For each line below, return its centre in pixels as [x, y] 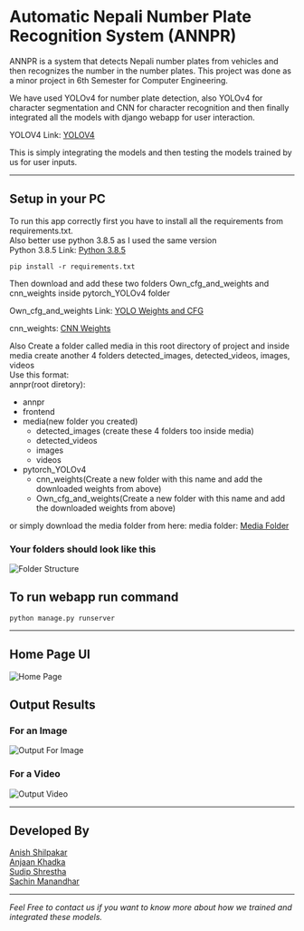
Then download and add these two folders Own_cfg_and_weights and [139, 283]
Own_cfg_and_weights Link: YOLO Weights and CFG [107, 310]
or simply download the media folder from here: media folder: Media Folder [149, 525]
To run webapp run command [94, 598]
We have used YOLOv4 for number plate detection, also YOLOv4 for [136, 98]
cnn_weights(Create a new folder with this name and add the [149, 479]
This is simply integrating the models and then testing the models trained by [151, 152]
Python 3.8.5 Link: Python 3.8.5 [68, 250]
